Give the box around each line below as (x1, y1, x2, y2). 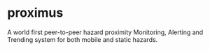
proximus (7, 5, 64, 21)
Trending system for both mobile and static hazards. (7, 35, 158, 43)
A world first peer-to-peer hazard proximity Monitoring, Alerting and (7, 28, 204, 36)
